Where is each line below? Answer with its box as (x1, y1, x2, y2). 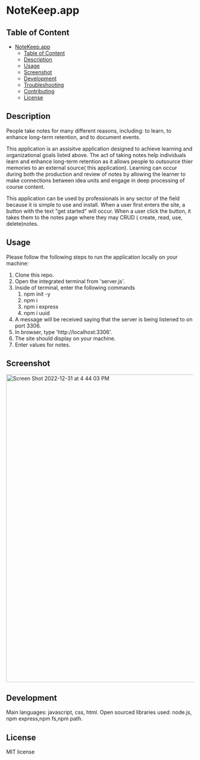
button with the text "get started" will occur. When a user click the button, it (6, 207, 192, 214)
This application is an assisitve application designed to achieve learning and (6, 145, 193, 152)
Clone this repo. (14, 271, 54, 278)
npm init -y (23, 290, 51, 298)
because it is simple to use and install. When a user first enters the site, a (6, 201, 186, 208)
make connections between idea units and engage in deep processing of (6, 177, 185, 184)
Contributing (23, 88, 55, 94)
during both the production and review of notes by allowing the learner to (6, 170, 186, 177)
